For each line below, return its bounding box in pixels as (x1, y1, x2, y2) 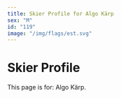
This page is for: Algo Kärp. (7, 83, 86, 92)
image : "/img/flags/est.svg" (7, 29, 92, 37)
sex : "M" (7, 17, 33, 24)
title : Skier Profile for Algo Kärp (7, 10, 114, 17)
